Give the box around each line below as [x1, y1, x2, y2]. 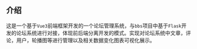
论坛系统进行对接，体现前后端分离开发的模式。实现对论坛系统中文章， [16, 29, 186, 36]
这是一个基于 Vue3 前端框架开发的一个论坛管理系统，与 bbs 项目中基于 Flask [6, 22, 182, 29]
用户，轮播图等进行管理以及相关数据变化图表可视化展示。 [16, 37, 155, 44]
